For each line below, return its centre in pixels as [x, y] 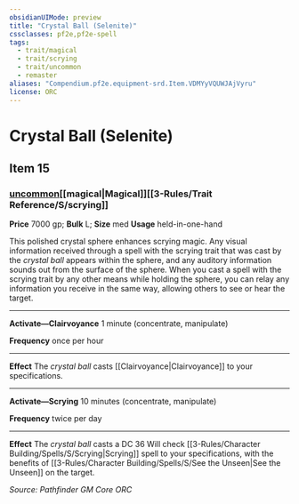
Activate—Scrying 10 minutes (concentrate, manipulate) [113, 402]
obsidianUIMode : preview [55, 17]
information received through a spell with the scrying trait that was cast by [145, 251]
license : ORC [33, 92]
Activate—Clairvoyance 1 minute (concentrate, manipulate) [119, 324]
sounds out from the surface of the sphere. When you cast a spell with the [145, 270]
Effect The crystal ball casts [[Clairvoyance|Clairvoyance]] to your [131, 366]
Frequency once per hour [57, 341]
